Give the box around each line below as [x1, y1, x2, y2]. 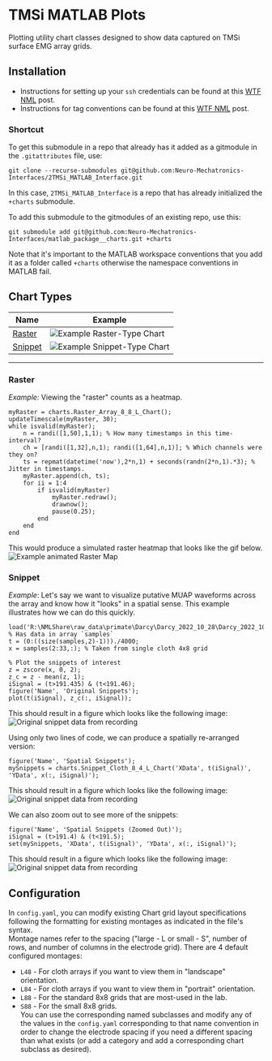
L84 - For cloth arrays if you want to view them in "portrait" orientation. [19, 984, 256, 994]
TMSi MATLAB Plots [8, 6, 147, 24]
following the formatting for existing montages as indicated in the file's [8, 917, 244, 926]
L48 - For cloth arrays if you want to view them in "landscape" [19, 967, 226, 977]
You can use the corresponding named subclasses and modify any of [19, 1010, 253, 1020]
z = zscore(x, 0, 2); [8, 666, 82, 675]
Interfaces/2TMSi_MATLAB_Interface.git [8, 174, 143, 182]
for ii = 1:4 [23, 479, 67, 488]
